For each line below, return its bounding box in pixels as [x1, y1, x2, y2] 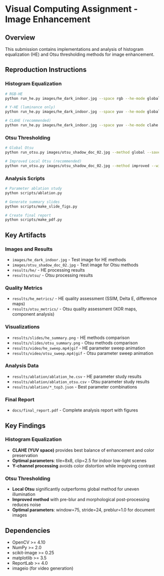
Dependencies [5, 526, 50, 534]
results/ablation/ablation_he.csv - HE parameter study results [12, 373, 142, 379]
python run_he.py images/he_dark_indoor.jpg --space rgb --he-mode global [5, 96, 161, 101]
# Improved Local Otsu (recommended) [5, 159, 82, 163]
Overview [5, 33, 36, 42]
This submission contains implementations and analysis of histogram [5, 46, 144, 52]
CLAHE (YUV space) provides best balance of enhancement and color [12, 447, 155, 453]
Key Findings [5, 421, 46, 430]
